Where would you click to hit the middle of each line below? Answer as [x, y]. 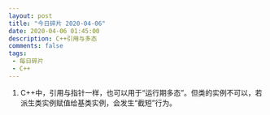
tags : [17, 53]
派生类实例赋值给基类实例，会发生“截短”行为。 [98, 103]
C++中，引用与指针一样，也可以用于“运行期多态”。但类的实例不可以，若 [141, 92]
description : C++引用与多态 [53, 38]
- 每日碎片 [28, 62]
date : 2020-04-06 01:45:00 [54, 31]
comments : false [36, 46]
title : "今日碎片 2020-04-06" [57, 23]
